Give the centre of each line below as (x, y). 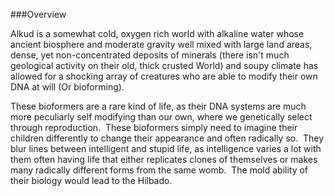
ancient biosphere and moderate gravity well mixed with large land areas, (161, 44)
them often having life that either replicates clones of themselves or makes (164, 159)
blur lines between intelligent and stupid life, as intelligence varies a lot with (166, 148)
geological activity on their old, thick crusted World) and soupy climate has (164, 65)
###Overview (38, 14)
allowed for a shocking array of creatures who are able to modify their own (164, 76)
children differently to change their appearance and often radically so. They (167, 138)
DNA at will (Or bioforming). (67, 87)
